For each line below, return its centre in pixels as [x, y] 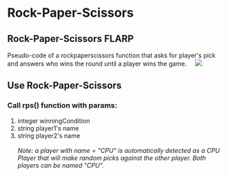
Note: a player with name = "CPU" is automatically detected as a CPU [118, 150]
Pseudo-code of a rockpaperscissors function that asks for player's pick [111, 55]
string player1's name [48, 128]
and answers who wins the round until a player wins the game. [97, 64]
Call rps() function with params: [62, 105]
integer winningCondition [54, 121]
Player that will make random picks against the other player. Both [111, 158]
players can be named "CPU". [60, 165]
